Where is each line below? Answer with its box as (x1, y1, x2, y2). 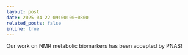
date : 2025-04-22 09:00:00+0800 (6, 15, 89, 21)
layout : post (6, 8, 40, 15)
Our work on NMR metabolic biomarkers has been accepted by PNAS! (6, 42, 183, 50)
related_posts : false (6, 20, 62, 26)
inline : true (6, 25, 40, 32)
